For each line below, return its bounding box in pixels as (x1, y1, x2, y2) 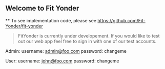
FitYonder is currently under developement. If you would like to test (17, 32, 160, 39)
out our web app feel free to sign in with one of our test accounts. (17, 38, 157, 44)
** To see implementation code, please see (5, 17, 96, 23)
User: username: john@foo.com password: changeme (5, 58, 119, 64)
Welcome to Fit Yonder (5, 4, 79, 13)
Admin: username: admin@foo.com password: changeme (5, 48, 127, 54)
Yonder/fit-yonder (5, 23, 44, 29)
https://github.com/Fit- (97, 17, 146, 23)
